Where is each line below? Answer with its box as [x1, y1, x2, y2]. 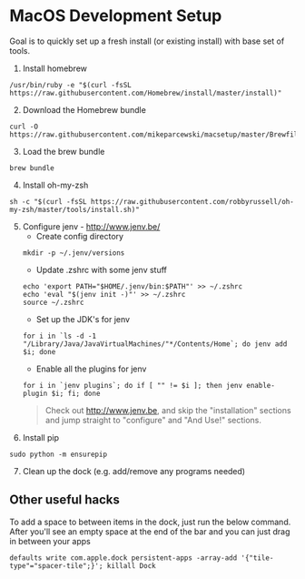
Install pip [22, 432, 59, 442]
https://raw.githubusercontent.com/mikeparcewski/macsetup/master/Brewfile [9, 129, 302, 139]
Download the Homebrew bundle [22, 104, 147, 115]
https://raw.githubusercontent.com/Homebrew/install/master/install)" [9, 88, 282, 97]
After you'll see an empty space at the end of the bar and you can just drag [9, 525, 290, 537]
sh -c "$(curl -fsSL [9, 197, 88, 206]
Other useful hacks [9, 493, 121, 508]
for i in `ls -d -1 [22, 331, 97, 340]
